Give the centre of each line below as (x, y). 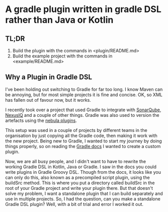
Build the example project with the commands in (62, 56)
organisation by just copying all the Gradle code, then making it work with (81, 135)
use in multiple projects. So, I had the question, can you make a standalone (83, 199)
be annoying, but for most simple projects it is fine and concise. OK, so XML (84, 95)
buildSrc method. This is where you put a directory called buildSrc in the (80, 183)
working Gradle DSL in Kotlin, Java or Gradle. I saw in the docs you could (81, 167)
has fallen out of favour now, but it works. (48, 100)
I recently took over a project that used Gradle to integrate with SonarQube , (83, 110)
